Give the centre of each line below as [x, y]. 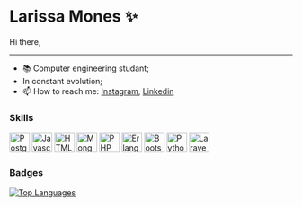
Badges [26, 173]
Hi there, [25, 41]
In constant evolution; [62, 81]
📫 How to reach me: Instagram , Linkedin [98, 91]
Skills [22, 117]
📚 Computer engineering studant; [86, 68]
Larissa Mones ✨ [74, 17]
